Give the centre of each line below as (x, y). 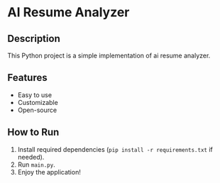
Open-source (37, 110)
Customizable (38, 102)
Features (27, 78)
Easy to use (34, 95)
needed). (31, 157)
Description (34, 39)
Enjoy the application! (49, 172)
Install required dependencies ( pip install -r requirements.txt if (115, 149)
